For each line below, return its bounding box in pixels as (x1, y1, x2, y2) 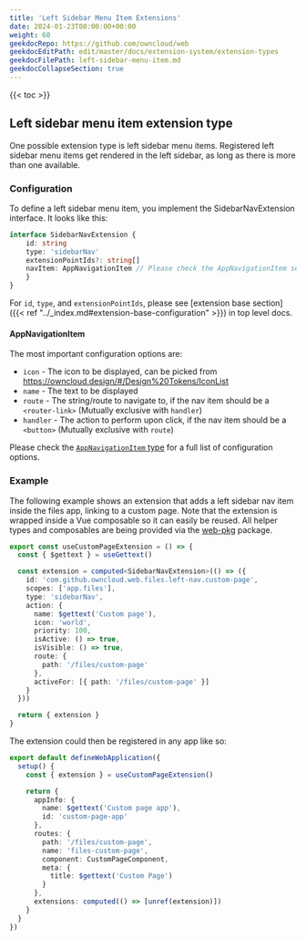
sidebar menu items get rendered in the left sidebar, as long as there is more (9, 150, 296, 161)
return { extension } (17, 711, 100, 720)
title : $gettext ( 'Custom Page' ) (49, 872, 173, 881)
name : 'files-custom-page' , (42, 846, 148, 855)
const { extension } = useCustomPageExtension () (25, 770, 214, 779)
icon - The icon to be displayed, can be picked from (22, 366, 218, 377)
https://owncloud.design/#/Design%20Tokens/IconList (22, 376, 229, 387)
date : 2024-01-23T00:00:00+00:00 (9, 22, 137, 31)
